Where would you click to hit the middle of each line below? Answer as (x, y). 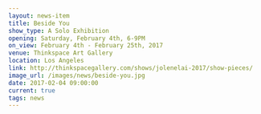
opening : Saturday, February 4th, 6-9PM (77, 38)
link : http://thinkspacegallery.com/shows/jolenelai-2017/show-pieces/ (130, 68)
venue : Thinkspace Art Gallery (61, 53)
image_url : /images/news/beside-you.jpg (77, 75)
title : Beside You (39, 23)
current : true (32, 90)
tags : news (27, 98)
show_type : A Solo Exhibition (59, 31)
